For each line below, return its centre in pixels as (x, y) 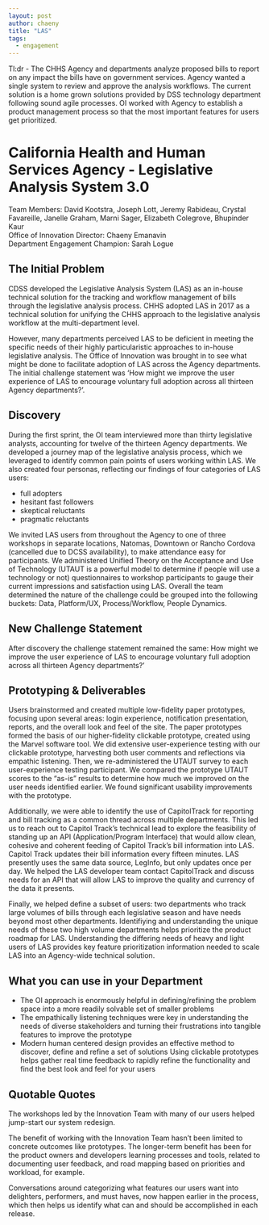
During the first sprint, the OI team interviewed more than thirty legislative (130, 435)
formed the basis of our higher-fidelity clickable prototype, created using (130, 736)
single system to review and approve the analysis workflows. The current (130, 86)
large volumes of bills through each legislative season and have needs (125, 913)
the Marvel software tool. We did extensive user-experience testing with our (134, 744)
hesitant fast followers (57, 502)
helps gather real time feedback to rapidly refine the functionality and (135, 1060)
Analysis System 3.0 (79, 187)
